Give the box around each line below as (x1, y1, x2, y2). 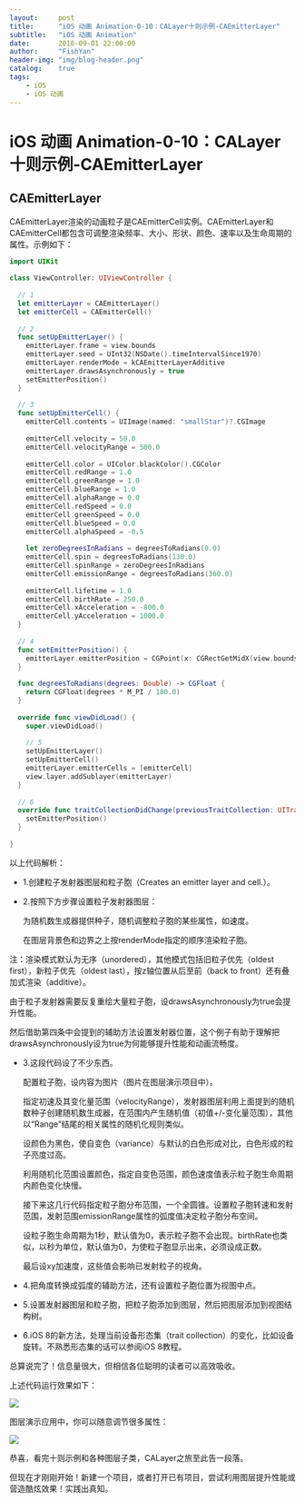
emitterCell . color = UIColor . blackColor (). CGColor (25, 460, 221, 469)
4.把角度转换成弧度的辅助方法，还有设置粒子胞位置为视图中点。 (22, 1279, 261, 1290)
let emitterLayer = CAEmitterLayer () (17, 299, 161, 308)
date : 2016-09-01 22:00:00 (9, 38, 136, 48)
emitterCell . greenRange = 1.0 (25, 476, 141, 486)
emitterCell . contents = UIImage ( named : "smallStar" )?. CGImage (25, 417, 266, 427)
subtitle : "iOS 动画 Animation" (9, 30, 138, 39)
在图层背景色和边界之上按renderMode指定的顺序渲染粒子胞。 (22, 934, 252, 945)
